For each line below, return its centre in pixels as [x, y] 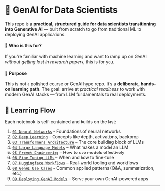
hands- [148, 84]
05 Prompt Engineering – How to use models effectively [68, 153]
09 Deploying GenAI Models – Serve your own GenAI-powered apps [80, 179]
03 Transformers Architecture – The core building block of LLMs [78, 142]
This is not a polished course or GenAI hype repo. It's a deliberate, [72, 84]
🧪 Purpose [16, 73]
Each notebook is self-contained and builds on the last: [61, 122]
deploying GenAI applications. [35, 34]
